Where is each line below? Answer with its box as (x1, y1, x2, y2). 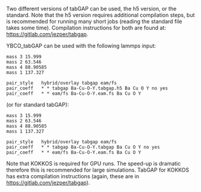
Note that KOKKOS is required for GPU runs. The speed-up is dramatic (6, 160, 181, 167)
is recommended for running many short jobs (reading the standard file (6, 18, 182, 25)
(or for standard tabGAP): (6, 101, 69, 108)
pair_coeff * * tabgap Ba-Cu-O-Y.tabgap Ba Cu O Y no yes (6, 144, 161, 150)
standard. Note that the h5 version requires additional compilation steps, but (6, 11, 195, 19)
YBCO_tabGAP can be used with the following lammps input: (6, 42, 156, 49)
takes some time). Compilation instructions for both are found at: (6, 24, 167, 31)
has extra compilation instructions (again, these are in (6, 173, 140, 179)
